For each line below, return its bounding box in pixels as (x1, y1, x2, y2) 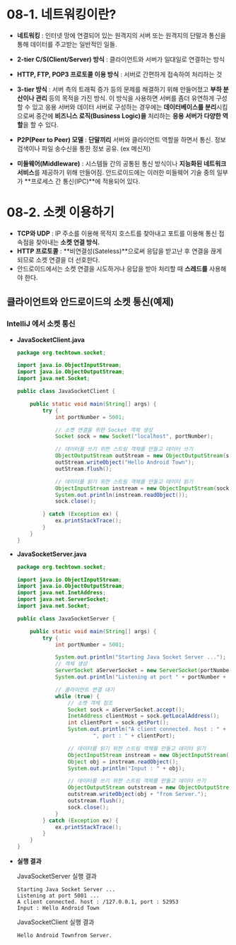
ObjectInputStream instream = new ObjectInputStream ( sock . (54, 485, 232, 492)
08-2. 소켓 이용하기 (6, 204, 114, 221)
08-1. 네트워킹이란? (6, 6, 117, 23)
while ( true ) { (54, 693, 100, 700)
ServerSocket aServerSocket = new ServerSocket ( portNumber (54, 667, 232, 674)
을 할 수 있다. (23, 120, 59, 129)
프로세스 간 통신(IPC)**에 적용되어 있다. (30, 177, 141, 185)
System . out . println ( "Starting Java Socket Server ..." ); (54, 654, 227, 661)
